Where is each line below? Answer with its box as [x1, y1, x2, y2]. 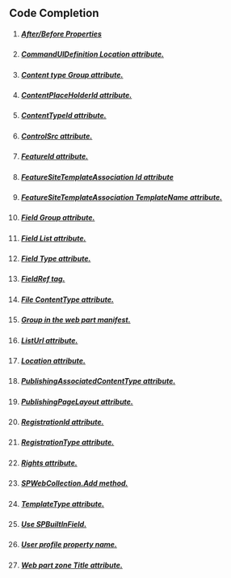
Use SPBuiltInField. [20, 519, 87, 529]
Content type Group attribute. [20, 70, 124, 79]
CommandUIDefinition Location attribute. [20, 49, 165, 59]
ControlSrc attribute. [20, 131, 93, 141]
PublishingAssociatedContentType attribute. [20, 376, 176, 386]
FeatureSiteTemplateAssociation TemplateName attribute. [20, 192, 223, 202]
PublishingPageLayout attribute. [20, 397, 134, 406]
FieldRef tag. [20, 274, 65, 284]
